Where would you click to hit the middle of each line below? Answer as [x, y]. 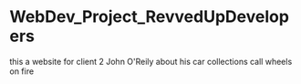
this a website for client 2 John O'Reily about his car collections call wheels [151, 61]
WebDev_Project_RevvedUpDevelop [150, 17]
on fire [22, 71]
